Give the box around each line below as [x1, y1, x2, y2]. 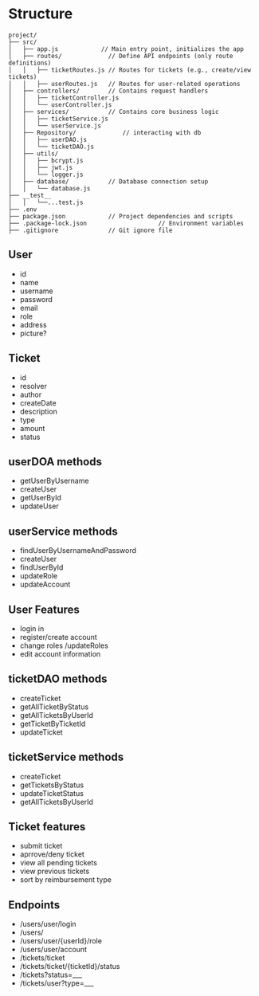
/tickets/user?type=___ [19, 978, 94, 988]
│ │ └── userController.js [8, 100, 112, 108]
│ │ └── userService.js [8, 121, 102, 130]
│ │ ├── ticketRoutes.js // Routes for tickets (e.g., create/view [8, 65, 251, 74]
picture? [19, 328, 47, 338]
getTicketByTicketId [19, 719, 86, 728]
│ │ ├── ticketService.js [8, 115, 109, 123]
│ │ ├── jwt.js [8, 163, 73, 171]
